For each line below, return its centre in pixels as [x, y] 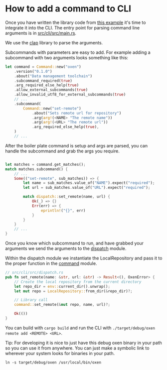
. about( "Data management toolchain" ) [53, 76]
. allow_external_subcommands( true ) [51, 90]
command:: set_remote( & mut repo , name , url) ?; [62, 305]
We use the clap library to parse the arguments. [54, 42]
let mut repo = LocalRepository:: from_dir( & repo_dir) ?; [74, 291]
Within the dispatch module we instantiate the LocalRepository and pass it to [84, 258]
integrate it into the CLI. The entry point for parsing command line [73, 27]
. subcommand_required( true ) [43, 81]
